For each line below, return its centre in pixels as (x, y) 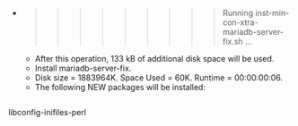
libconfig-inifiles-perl (48, 112)
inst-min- (272, 13)
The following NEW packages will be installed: (120, 87)
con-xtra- (240, 22)
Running (238, 13)
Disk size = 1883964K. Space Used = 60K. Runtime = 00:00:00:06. (159, 78)
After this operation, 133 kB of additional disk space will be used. (154, 59)
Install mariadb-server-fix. (83, 68)
